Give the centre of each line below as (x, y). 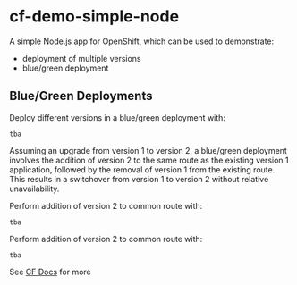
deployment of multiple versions (81, 58)
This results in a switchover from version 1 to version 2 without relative (139, 179)
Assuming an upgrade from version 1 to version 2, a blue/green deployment (148, 150)
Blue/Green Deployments (81, 96)
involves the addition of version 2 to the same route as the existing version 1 (149, 160)
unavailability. (34, 189)
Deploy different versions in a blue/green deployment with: (118, 117)
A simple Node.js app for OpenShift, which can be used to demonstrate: (142, 41)
